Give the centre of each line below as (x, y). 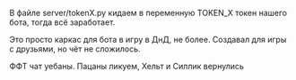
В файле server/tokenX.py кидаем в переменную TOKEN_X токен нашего (148, 13)
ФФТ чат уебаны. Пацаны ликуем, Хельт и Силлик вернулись (127, 66)
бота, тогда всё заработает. (62, 22)
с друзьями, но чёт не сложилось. (75, 49)
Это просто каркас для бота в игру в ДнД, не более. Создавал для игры (148, 40)
